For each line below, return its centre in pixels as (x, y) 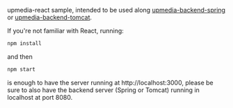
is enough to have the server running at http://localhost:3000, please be (110, 82)
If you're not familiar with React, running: (65, 31)
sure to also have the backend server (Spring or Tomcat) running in (104, 90)
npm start (22, 69)
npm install (24, 44)
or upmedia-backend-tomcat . (50, 17)
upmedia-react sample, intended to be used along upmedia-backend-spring (116, 10)
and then (20, 56)
